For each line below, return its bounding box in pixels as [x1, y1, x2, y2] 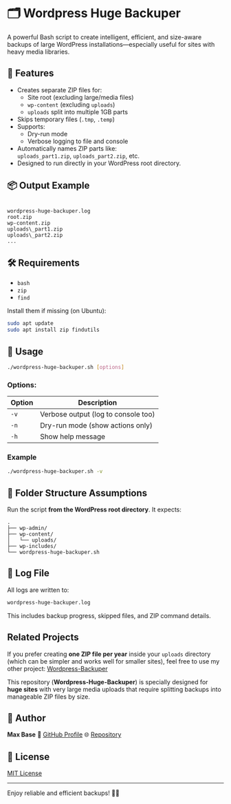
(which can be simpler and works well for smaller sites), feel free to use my [7, 657, 220, 665]
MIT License [7, 769, 43, 778]
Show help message [40, 432, 105, 441]
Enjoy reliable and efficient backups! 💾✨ [7, 789, 120, 797]
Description [78, 398, 118, 408]
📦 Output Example [7, 180, 90, 191]
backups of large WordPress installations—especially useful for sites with [7, 40, 215, 48]
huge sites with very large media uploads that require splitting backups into [7, 685, 221, 693]
